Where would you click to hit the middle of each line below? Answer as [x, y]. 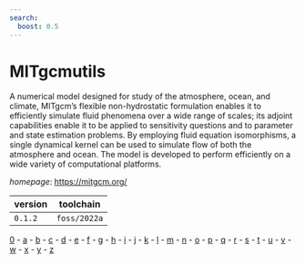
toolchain [80, 204]
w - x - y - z [32, 249]
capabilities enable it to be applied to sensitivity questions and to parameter [151, 126]
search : [24, 18]
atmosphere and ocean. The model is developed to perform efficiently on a [150, 155]
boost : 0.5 [38, 26]
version [31, 204]
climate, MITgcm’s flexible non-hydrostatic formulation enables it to [136, 107]
